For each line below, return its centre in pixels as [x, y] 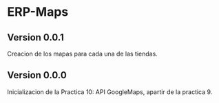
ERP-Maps [38, 12]
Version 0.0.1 [35, 37]
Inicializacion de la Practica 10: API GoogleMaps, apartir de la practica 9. [110, 92]
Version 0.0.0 [37, 75]
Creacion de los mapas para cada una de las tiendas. [83, 54]
